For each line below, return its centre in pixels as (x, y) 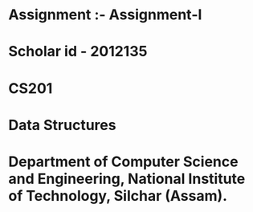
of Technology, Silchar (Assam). (118, 196)
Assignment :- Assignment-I (105, 15)
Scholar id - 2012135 (78, 52)
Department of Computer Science (123, 161)
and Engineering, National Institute (127, 179)
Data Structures (62, 125)
